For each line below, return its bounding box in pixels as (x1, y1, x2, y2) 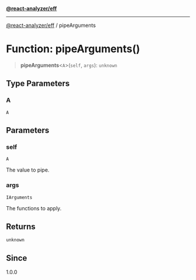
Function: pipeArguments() (6, 42, 141, 56)
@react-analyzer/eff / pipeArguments (6, 22, 96, 29)
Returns (6, 222, 36, 231)
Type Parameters (6, 78, 70, 88)
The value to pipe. (6, 166, 50, 173)
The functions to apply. (6, 204, 62, 211)
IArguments (6, 194, 33, 200)
